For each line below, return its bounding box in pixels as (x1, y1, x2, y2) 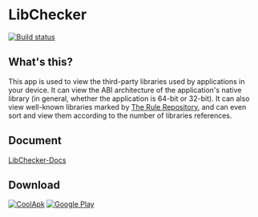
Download (8, 178, 60, 191)
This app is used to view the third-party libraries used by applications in (8, 76, 245, 86)
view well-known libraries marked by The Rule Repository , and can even (8, 102, 247, 111)
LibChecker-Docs (8, 155, 67, 165)
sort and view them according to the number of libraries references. (8, 111, 232, 120)
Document (8, 134, 62, 147)
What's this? (8, 55, 74, 69)
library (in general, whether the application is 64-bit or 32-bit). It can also (8, 94, 250, 103)
